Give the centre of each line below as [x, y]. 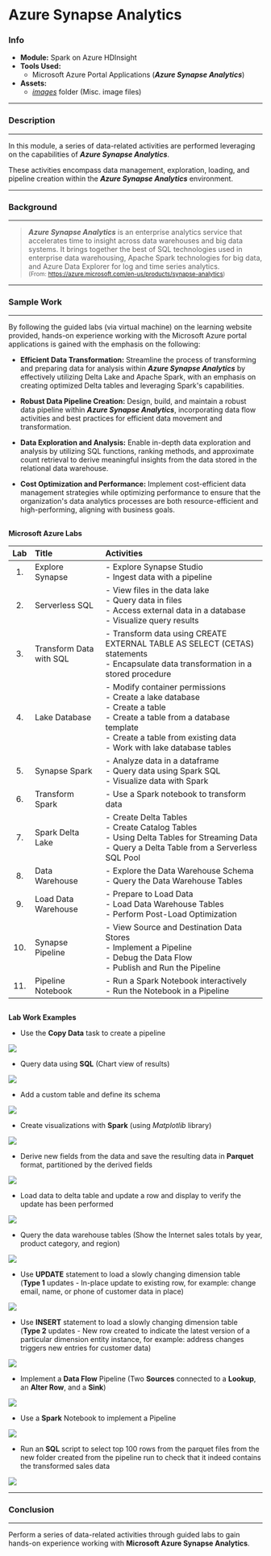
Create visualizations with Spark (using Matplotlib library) [116, 1126]
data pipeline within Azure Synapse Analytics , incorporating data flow [138, 410]
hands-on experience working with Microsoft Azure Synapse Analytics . [129, 1543]
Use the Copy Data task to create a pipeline [93, 1033]
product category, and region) [70, 1244]
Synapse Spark [64, 770]
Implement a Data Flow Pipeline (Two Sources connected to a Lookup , [138, 1379]
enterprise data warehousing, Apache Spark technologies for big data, [145, 258]
